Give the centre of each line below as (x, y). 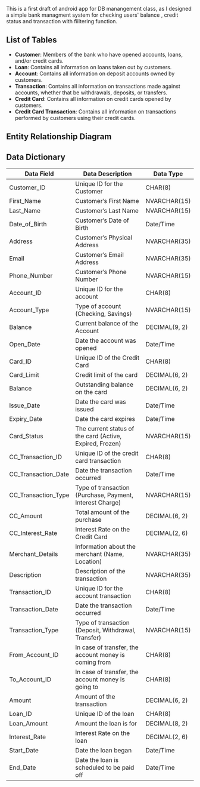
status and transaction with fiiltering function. (62, 21)
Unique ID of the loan (105, 714)
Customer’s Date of (102, 220)
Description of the (101, 571)
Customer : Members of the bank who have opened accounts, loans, (99, 54)
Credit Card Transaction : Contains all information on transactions (96, 111)
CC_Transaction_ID (36, 457)
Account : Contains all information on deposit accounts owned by (95, 73)
